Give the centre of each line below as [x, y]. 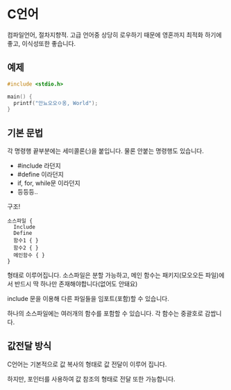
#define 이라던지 [40, 174]
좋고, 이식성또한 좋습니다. [42, 43]
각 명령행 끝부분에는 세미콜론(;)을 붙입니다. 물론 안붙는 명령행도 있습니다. [106, 151]
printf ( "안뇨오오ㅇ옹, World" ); [56, 103]
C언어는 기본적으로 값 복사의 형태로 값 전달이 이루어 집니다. [87, 364]
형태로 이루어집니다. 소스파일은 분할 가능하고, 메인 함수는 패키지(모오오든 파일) [113, 275]
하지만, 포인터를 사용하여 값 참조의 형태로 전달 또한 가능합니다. [91, 379]
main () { [20, 97]
